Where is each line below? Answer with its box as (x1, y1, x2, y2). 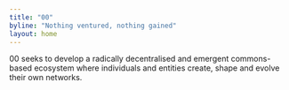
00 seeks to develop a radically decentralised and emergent (9, 54, 229, 64)
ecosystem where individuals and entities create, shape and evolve (34, 63, 280, 73)
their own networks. (9, 72, 83, 83)
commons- (230, 54, 271, 64)
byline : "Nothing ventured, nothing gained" (9, 21, 177, 30)
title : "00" (9, 12, 53, 22)
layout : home (9, 29, 58, 38)
